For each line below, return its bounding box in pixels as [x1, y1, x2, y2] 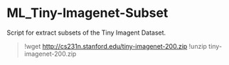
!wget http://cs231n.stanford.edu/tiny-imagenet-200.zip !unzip [23, 42, 208, 50]
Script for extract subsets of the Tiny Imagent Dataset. [6, 28, 166, 37]
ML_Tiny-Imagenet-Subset [6, 5, 169, 21]
